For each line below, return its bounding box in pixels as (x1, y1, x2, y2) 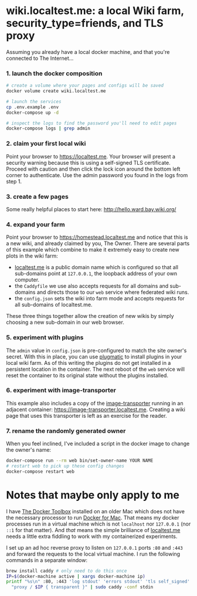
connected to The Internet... (6, 55, 74, 62)
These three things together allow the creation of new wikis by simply (6, 313, 174, 320)
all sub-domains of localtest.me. (14, 301, 93, 309)
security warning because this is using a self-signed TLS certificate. (6, 159, 171, 166)
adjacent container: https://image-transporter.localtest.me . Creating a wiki (6, 406, 186, 413)
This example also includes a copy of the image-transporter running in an (6, 399, 184, 407)
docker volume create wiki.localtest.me (6, 88, 107, 94)
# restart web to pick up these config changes (6, 463, 125, 469)
